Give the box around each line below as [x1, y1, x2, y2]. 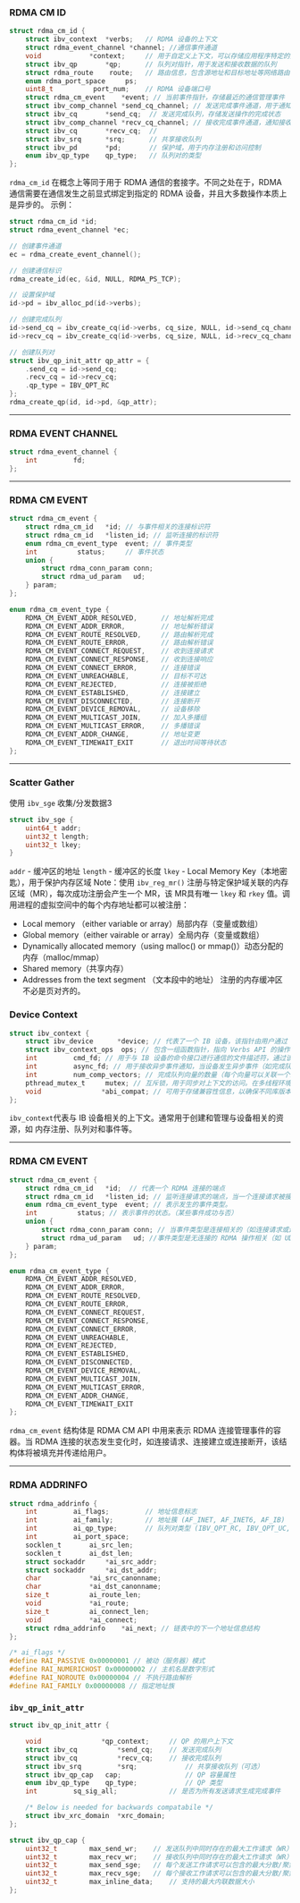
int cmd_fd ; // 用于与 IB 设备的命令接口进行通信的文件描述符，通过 [25, 1054, 287, 1063]
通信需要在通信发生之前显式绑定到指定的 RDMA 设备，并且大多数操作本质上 [9, 188, 287, 199]
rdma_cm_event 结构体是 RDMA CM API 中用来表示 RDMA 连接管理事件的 [9, 1425, 274, 1436]
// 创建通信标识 [9, 266, 62, 275]
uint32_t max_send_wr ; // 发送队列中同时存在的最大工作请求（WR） [25, 1844, 293, 1853]
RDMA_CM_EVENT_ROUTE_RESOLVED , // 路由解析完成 [25, 630, 213, 639]
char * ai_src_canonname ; [25, 1574, 162, 1583]
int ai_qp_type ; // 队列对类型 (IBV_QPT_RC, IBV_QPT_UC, [25, 1524, 291, 1533]
